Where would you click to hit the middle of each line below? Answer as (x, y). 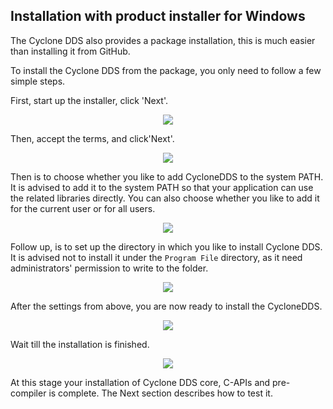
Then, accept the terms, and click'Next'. (92, 138)
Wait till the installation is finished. (80, 344)
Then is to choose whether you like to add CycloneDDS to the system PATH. (167, 176)
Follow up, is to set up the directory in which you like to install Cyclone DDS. (166, 246)
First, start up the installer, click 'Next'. (89, 100)
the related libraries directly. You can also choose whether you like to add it (165, 198)
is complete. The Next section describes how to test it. (160, 393)
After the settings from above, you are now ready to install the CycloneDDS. (166, 306)
